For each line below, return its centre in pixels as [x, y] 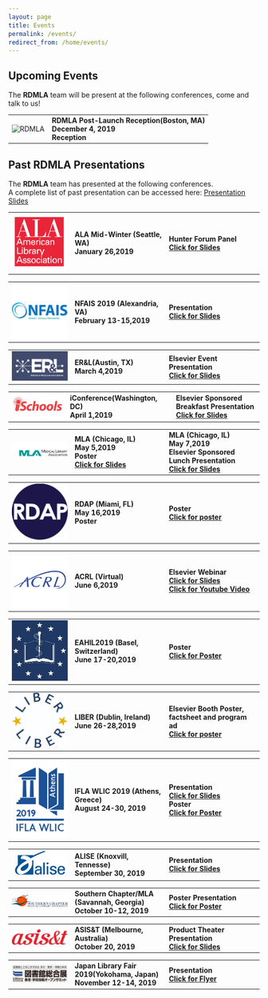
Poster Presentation [203, 898]
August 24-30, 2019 [110, 808]
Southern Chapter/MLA [114, 893]
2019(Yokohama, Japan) [117, 974]
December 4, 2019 [83, 129]
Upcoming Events [53, 76]
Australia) [91, 938]
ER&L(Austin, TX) [104, 363]
